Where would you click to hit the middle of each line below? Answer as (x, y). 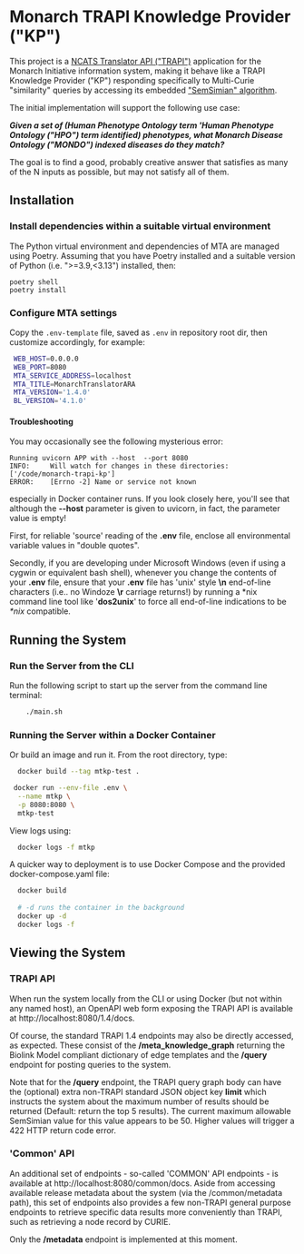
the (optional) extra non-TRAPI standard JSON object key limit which (138, 1091)
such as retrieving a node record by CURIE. (90, 1221)
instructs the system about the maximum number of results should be (139, 1101)
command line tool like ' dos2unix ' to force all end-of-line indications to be (148, 602)
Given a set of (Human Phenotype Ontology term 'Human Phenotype (142, 125)
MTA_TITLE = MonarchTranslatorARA (74, 384)
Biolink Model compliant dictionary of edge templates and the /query (138, 1054)
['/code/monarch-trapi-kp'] (63, 474)
